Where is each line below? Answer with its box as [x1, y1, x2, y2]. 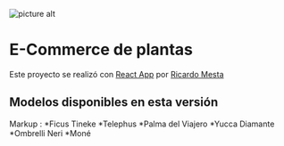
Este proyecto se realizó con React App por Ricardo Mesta [9, 69, 225, 79]
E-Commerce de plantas [9, 40, 194, 60]
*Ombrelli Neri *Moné [9, 127, 91, 138]
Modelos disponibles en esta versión [9, 94, 219, 110]
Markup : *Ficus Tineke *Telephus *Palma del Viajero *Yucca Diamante [9, 118, 275, 129]
